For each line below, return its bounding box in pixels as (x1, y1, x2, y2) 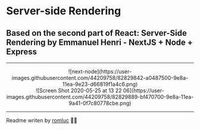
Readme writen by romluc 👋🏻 (6, 117, 77, 123)
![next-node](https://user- (68, 68, 132, 75)
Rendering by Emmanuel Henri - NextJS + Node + (6, 37, 193, 47)
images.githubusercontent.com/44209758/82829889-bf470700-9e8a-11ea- (6, 94, 194, 100)
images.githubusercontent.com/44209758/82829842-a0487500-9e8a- (11, 75, 189, 81)
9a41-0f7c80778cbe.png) (68, 100, 132, 107)
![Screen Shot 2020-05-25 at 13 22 (35, 87, 122, 94)
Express (6, 47, 37, 57)
